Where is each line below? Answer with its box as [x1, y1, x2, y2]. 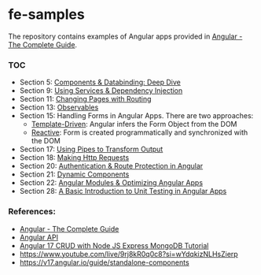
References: [8, 206, 57, 217]
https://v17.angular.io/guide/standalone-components [19, 258, 190, 267]
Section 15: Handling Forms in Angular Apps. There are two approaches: [19, 111, 254, 121]
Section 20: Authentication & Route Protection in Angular [19, 162, 204, 171]
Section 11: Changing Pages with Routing [19, 95, 152, 104]
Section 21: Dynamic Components [19, 169, 130, 179]
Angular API [19, 232, 59, 242]
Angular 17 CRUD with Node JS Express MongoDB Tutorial [19, 240, 209, 250]
